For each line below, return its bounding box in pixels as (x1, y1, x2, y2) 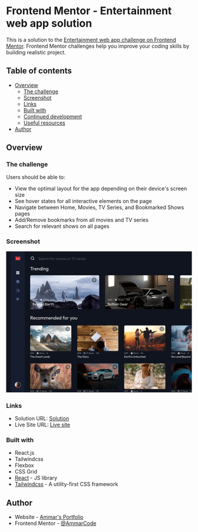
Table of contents (6, 66, 72, 76)
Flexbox (14, 462, 34, 469)
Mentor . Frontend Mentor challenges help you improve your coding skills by (6, 43, 190, 50)
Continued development (23, 113, 82, 120)
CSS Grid (14, 468, 37, 475)
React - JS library (14, 474, 58, 482)
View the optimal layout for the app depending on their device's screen (14, 185, 187, 192)
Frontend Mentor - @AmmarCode (14, 520, 97, 527)
